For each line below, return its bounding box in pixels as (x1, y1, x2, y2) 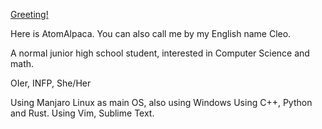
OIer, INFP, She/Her (10, 77, 92, 89)
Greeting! (10, 9, 49, 20)
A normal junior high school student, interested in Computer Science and (10, 47, 310, 59)
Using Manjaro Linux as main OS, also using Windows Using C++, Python (10, 97, 313, 108)
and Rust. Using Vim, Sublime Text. (10, 107, 155, 119)
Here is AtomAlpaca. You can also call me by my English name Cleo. (10, 28, 292, 39)
